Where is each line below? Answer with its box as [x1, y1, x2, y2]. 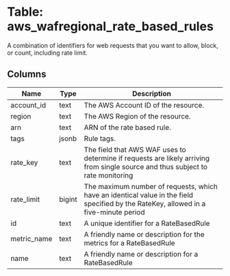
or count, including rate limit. [7, 49, 88, 57]
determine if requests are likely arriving [84, 153, 210, 163]
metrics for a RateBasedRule [84, 238, 176, 247]
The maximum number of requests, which [84, 181, 218, 191]
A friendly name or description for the [84, 229, 205, 239]
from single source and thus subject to [84, 162, 207, 171]
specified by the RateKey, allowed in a [84, 199, 206, 208]
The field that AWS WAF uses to [84, 145, 186, 154]
